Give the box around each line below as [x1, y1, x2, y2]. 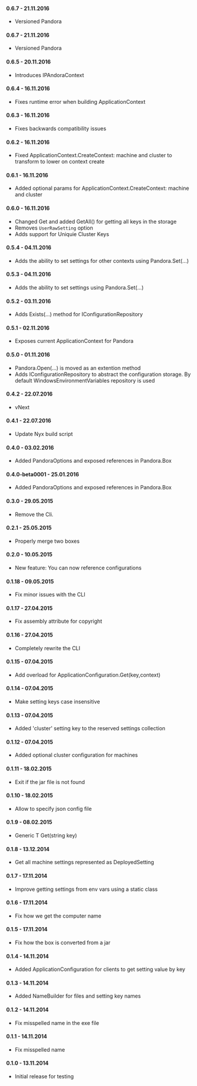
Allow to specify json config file [14, 805, 92, 812]
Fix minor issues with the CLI [14, 591, 86, 598]
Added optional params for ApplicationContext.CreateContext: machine [14, 184, 189, 192]
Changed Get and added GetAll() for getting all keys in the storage [14, 218, 177, 225]
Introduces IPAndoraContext [14, 71, 84, 78]
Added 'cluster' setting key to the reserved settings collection [14, 725, 166, 732]
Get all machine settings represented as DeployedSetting [14, 859, 154, 866]
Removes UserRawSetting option [14, 224, 94, 231]
